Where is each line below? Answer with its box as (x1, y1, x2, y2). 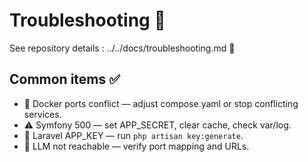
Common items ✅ (9, 71, 121, 88)
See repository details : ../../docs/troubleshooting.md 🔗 (9, 42, 236, 54)
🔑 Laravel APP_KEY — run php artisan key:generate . (23, 129, 244, 141)
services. (23, 108, 62, 120)
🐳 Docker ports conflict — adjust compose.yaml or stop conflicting (23, 97, 299, 109)
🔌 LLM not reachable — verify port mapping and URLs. (23, 140, 250, 152)
